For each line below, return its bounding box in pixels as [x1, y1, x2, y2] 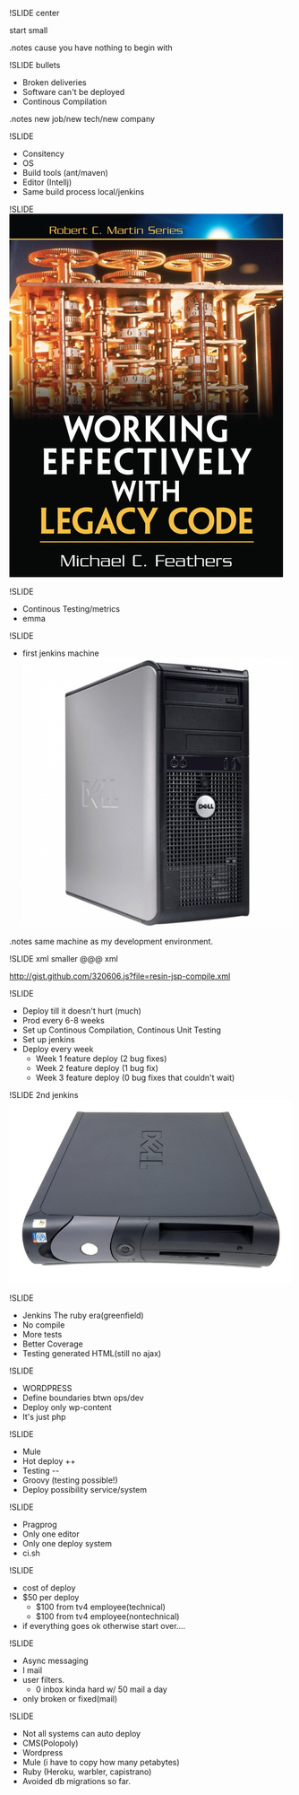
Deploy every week [21, 1044, 94, 1055]
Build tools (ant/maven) [21, 168, 109, 178]
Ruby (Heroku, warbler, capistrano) [21, 1766, 152, 1777]
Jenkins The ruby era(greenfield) [21, 1310, 145, 1321]
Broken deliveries [21, 77, 87, 88]
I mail [21, 1665, 43, 1676]
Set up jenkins [21, 1034, 75, 1045]
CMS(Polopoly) [21, 1738, 79, 1748]
